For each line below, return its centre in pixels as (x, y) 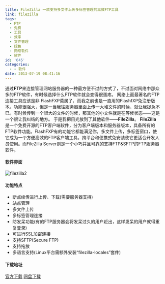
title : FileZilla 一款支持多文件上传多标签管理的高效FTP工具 (62, 10)
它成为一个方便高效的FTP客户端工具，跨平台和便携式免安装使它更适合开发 (80, 137)
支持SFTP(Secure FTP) (35, 240)
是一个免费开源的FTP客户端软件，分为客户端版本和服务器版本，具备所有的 (80, 125)
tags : (11, 19)
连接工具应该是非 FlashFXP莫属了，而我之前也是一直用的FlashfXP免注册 (78, 100)
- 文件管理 (19, 42)
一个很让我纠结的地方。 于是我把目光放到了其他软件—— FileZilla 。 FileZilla (81, 119)
